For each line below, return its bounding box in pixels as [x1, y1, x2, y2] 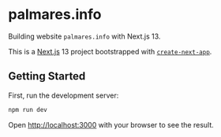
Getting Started [8, 69, 86, 83]
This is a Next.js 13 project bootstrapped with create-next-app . [8, 46, 212, 56]
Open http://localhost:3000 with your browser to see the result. [8, 120, 215, 129]
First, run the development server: [8, 91, 119, 100]
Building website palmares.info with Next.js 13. [8, 31, 161, 41]
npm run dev [8, 106, 47, 113]
